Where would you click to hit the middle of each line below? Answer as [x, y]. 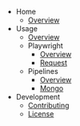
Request [54, 63]
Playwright [46, 46]
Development [38, 97]
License [41, 114]
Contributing [48, 105]
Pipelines [43, 71]
